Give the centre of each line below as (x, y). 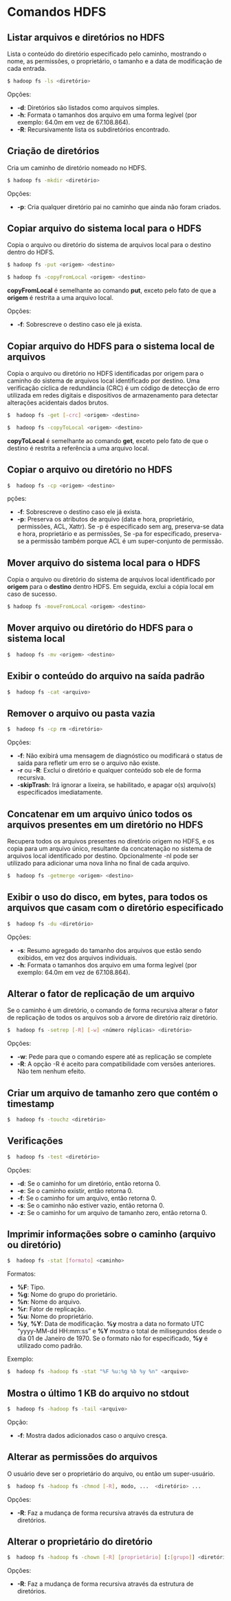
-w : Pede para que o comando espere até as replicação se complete (114, 1057)
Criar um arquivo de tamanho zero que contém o (113, 1093)
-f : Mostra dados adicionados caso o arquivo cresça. (92, 1435)
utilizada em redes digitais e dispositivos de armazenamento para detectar (113, 395)
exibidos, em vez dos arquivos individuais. (77, 958)
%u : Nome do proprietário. (55, 1317)
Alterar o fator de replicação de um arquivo (101, 994)
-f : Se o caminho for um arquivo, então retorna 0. (87, 1198)
